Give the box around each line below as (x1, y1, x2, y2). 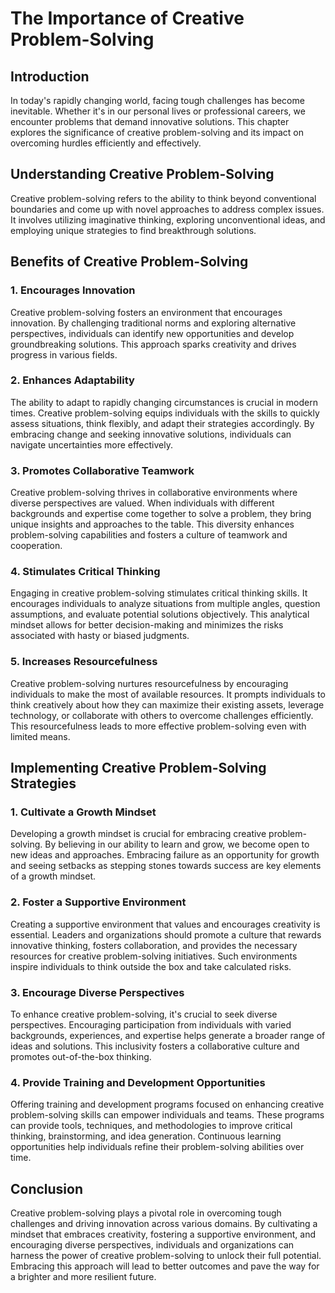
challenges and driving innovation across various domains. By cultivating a (10, 1218, 318, 1230)
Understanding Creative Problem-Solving (10, 166, 275, 183)
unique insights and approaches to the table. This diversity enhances (10, 518, 295, 531)
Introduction (10, 68, 90, 85)
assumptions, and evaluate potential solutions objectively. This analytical (10, 608, 310, 621)
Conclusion (10, 1180, 84, 1197)
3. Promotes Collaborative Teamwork (10, 463, 195, 477)
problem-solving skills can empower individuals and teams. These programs (10, 1109, 325, 1121)
